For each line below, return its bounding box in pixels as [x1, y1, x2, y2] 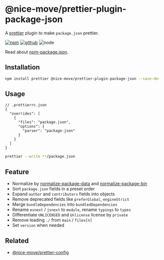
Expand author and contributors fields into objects [12, 191, 115, 197]
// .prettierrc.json [5, 103, 47, 108]
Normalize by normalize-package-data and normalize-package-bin [12, 181, 147, 187]
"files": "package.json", [18, 120, 71, 125]
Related [5, 236, 29, 245]
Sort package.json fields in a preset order [12, 186, 95, 192]
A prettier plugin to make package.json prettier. [5, 30, 99, 36]
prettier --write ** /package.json [5, 154, 76, 159]
